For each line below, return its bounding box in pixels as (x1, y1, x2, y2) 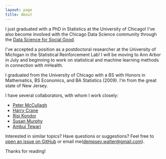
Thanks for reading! (5, 148, 46, 154)
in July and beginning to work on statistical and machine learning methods (5, 57, 159, 63)
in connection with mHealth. (5, 62, 64, 68)
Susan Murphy (12, 118, 43, 124)
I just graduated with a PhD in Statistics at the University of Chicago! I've (5, 26, 155, 32)
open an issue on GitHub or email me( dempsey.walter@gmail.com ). (5, 138, 144, 144)
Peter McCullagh (12, 102, 48, 108)
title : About (5, 12, 33, 17)
